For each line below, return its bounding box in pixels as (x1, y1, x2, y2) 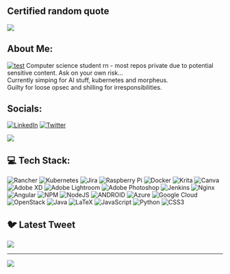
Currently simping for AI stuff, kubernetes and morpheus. (7, 75, 169, 84)
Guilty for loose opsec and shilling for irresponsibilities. (7, 83, 162, 91)
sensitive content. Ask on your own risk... (7, 68, 123, 77)
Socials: (7, 103, 42, 115)
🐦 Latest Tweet (7, 219, 76, 230)
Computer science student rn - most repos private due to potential (26, 61, 214, 69)
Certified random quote (7, 5, 110, 17)
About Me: (7, 43, 53, 55)
